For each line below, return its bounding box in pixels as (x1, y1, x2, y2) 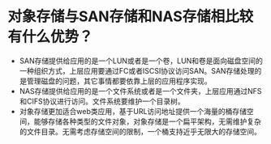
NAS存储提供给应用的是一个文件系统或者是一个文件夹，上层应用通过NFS (19, 86, 262, 95)
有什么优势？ (7, 28, 94, 46)
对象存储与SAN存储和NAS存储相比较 (7, 7, 254, 26)
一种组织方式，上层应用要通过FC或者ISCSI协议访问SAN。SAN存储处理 (19, 66, 255, 75)
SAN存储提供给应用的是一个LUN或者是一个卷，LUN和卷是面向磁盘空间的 (19, 56, 263, 66)
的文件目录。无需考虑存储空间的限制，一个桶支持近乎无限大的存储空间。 (19, 126, 261, 136)
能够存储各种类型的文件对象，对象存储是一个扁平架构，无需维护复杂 (33, 116, 261, 126)
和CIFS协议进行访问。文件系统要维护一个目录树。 (19, 96, 186, 106)
